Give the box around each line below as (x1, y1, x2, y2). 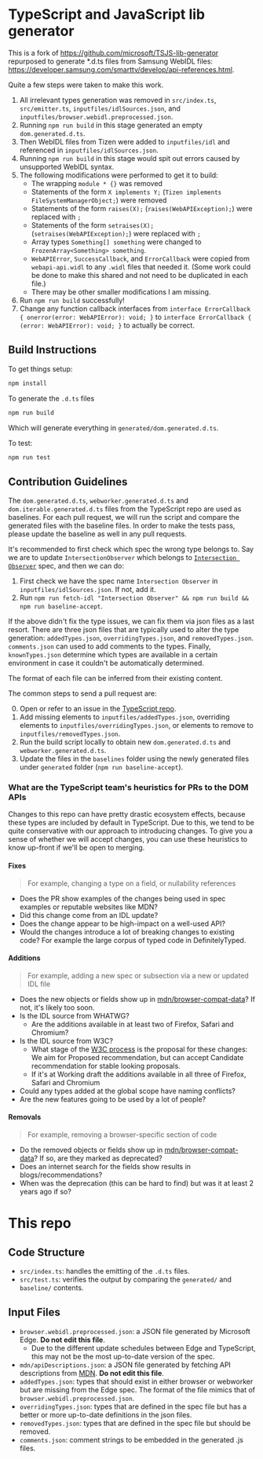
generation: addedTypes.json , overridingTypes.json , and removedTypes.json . (8, 634, 254, 643)
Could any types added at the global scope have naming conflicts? (19, 1086, 236, 1095)
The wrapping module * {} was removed (31, 178, 163, 188)
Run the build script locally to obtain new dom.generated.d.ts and (19, 737, 232, 747)
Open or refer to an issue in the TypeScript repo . (19, 704, 177, 714)
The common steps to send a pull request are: (8, 689, 157, 698)
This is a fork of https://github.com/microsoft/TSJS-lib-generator (8, 48, 219, 57)
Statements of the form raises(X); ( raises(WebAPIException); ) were (31, 203, 253, 213)
